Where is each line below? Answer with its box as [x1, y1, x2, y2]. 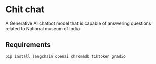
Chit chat [5, 4, 45, 15]
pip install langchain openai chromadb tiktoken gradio [5, 54, 126, 59]
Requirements [5, 41, 51, 49]
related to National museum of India [5, 25, 80, 31]
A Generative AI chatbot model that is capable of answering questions [5, 20, 151, 26]
